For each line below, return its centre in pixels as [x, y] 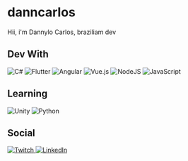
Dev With [28, 54]
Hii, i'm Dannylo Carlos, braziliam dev [62, 32]
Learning [28, 94]
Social [21, 133]
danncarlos [42, 12]
